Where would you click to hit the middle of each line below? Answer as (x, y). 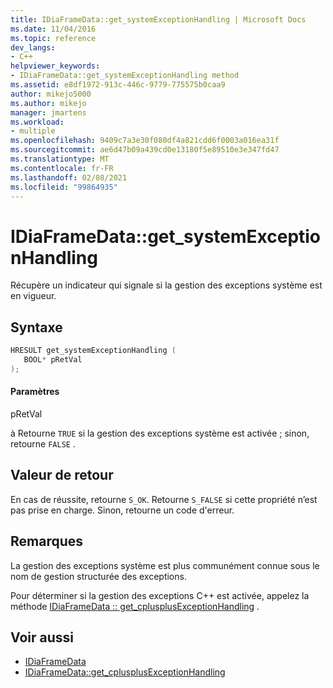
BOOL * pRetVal (53, 360)
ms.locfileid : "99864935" (64, 187)
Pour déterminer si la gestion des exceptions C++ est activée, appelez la (160, 595)
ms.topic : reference (53, 38)
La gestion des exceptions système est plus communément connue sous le (165, 565)
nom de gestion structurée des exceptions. (98, 576)
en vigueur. (33, 296)
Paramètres (35, 392)
